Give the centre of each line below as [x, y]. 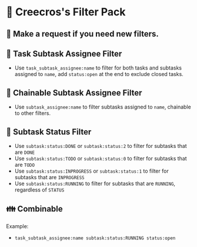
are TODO [25, 165]
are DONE [25, 152]
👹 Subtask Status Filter [49, 132]
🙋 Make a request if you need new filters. [82, 34]
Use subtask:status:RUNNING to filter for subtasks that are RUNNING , [95, 184]
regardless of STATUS [39, 190]
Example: [17, 226]
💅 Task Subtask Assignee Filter [64, 53]
